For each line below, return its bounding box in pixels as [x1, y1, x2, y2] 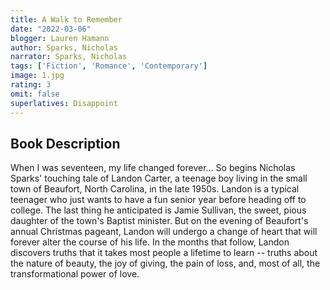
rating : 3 [10, 80, 52, 90]
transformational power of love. [10, 268, 140, 280]
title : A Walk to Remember [10, 14, 123, 25]
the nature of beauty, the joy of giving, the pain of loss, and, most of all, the [10, 257, 321, 270]
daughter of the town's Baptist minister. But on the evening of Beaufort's [10, 215, 309, 227]
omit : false [10, 89, 60, 99]
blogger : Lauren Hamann [10, 33, 110, 43]
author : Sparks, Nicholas [10, 42, 118, 53]
